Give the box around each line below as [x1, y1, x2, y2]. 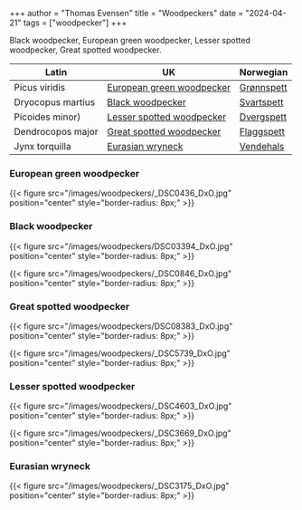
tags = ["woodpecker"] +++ [23, 17, 127, 28]
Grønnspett [239, 82, 288, 93]
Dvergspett [239, 111, 288, 123]
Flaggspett [239, 126, 286, 138]
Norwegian [239, 66, 288, 78]
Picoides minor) [14, 111, 81, 123]
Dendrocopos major [14, 126, 99, 138]
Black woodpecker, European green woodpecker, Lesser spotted [9, 35, 250, 45]
